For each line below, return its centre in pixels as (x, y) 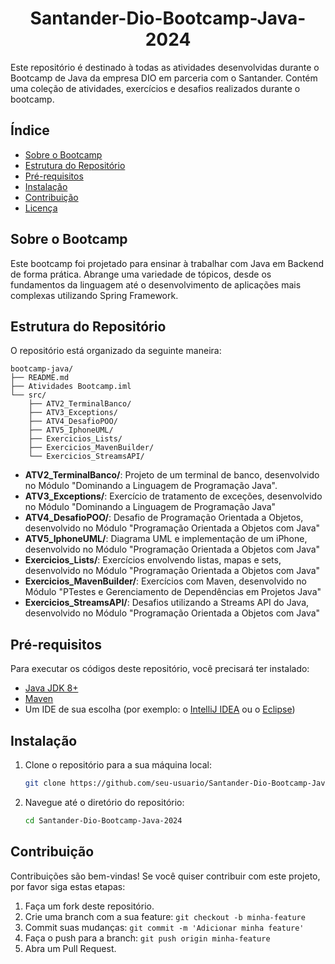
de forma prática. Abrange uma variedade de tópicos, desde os (141, 274)
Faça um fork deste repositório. (89, 906)
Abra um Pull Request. (70, 948)
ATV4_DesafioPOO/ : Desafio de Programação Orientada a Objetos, (164, 518)
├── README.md (40, 378)
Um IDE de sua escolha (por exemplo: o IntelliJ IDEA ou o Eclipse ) (160, 709)
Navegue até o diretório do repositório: (104, 802)
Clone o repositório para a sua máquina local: (118, 765)
